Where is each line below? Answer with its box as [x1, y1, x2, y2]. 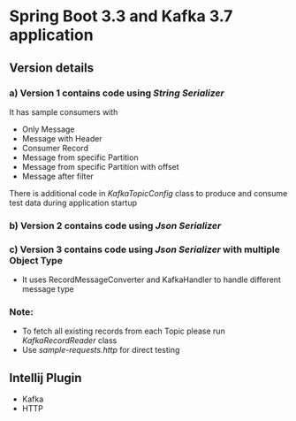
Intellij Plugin [9, 370, 82, 386]
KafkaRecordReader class [21, 335, 118, 346]
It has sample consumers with [9, 106, 118, 117]
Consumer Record [21, 142, 88, 153]
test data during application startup [9, 197, 138, 208]
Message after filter [21, 171, 95, 181]
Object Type [9, 254, 64, 266]
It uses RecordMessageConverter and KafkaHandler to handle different [21, 274, 281, 285]
